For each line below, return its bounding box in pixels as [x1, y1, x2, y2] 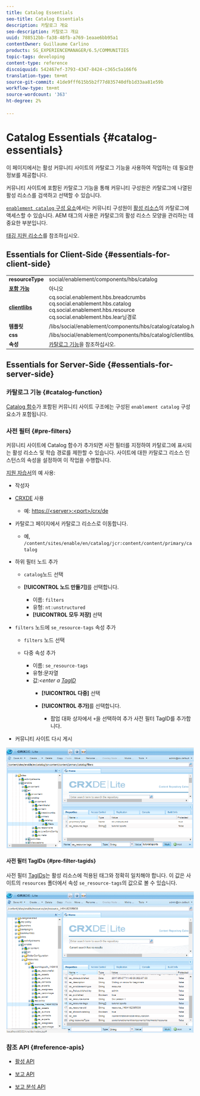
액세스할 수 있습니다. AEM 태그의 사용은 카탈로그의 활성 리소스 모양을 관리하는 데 [6, 212, 194, 219]
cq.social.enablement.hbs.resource [48, 306, 135, 313]
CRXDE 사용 [14, 494, 44, 501]
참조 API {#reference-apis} [6, 1043, 85, 1052]
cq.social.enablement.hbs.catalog [48, 299, 132, 307]
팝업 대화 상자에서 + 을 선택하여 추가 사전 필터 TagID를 [50, 715, 176, 722]
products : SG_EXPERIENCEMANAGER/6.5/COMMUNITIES [6, 48, 129, 54]
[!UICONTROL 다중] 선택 [41, 689, 101, 696]
